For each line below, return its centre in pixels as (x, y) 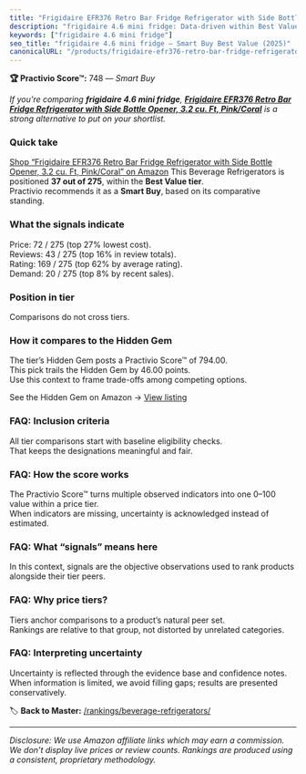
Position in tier (42, 297)
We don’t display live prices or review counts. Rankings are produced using (151, 749)
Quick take (34, 142)
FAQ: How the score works (69, 474)
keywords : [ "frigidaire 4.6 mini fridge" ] (91, 35)
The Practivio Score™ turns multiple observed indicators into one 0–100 (143, 494)
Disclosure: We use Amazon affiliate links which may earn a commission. (147, 740)
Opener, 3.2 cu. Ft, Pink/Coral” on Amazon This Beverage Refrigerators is (147, 172)
